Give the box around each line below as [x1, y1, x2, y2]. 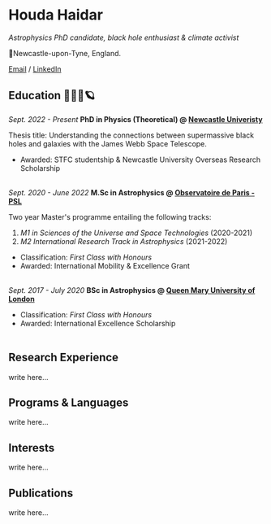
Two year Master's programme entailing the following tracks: [8, 212, 212, 221]
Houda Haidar [8, 6, 104, 24]
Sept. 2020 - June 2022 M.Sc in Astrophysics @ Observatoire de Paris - [8, 187, 256, 197]
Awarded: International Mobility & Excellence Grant [19, 260, 191, 270]
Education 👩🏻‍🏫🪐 [8, 89, 96, 103]
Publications [8, 486, 74, 500]
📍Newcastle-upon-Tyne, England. [8, 48, 122, 58]
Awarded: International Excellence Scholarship [19, 318, 176, 328]
